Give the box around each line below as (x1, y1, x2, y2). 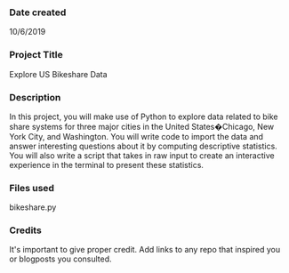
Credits (9, 224, 42, 237)
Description (9, 91, 61, 103)
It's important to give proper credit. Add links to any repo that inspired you (9, 245, 281, 255)
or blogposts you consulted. (9, 253, 113, 264)
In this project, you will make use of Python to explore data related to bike (9, 111, 278, 122)
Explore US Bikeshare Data (9, 68, 108, 79)
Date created (9, 6, 67, 19)
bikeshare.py (9, 202, 57, 213)
